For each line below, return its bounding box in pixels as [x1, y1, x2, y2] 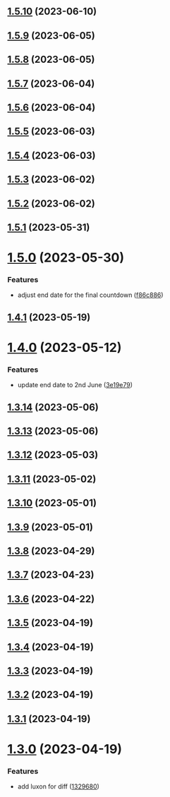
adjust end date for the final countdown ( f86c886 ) [17, 291, 164, 299]
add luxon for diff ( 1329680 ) [17, 782, 100, 791]
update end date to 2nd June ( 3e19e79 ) [17, 381, 133, 389]
